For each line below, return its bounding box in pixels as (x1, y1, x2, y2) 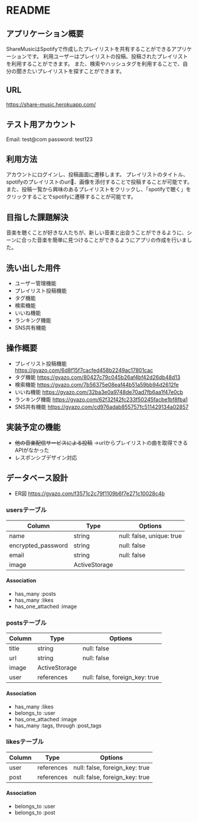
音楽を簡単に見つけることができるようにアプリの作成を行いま (37, 236, 187, 243)
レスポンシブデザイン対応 (14, 454, 77, 461)
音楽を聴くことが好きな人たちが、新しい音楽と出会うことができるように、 (6, 229, 187, 236)
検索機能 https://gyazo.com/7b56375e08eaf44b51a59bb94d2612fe (14, 381, 179, 388)
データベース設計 (6, 473, 68, 483)
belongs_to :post (14, 809, 56, 816)
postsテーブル (6, 618, 47, 627)
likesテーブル (6, 738, 44, 746)
